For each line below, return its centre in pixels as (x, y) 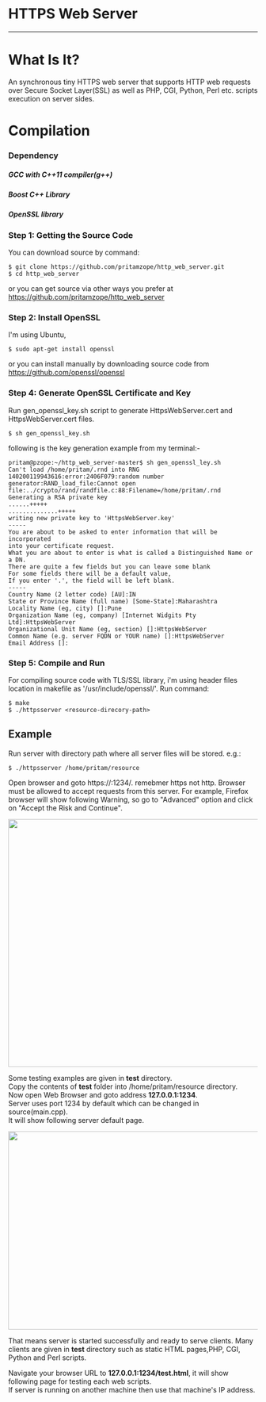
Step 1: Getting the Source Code (70, 235)
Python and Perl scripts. (47, 1358)
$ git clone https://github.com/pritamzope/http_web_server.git (116, 267)
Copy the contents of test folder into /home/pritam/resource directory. (123, 1086)
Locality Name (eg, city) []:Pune (65, 608)
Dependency (34, 155)
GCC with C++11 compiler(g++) (61, 174)
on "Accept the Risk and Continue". (65, 808)
